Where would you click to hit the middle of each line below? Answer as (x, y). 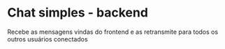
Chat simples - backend (78, 13)
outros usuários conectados (48, 39)
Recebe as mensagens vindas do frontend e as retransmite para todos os (113, 32)
